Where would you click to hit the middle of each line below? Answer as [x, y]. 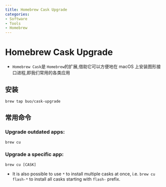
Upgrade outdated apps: [35, 132]
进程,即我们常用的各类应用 [43, 73]
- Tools [13, 23]
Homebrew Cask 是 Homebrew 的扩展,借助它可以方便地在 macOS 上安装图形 [84, 66]
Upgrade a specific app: [35, 155]
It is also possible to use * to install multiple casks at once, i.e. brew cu [84, 174]
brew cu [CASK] [21, 165]
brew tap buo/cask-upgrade [33, 101]
